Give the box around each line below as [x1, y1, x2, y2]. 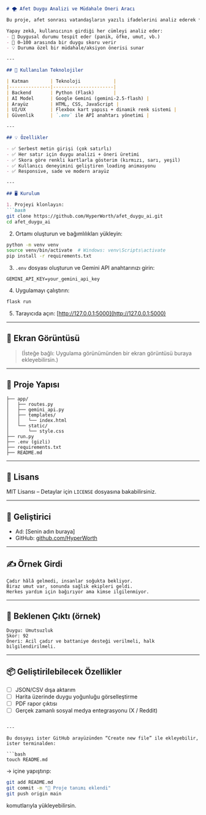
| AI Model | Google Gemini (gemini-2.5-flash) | [6, 95, 150, 101]
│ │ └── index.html [6, 417, 67, 423]
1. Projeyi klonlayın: [6, 202, 64, 208]
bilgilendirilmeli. [6, 643, 56, 649]
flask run [6, 299, 32, 305]
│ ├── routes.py [6, 401, 53, 407]
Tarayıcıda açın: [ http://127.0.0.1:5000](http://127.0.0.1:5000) [15, 310, 166, 317]
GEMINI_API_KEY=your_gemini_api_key [6, 276, 100, 282]
